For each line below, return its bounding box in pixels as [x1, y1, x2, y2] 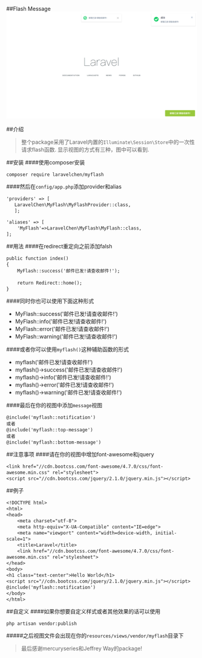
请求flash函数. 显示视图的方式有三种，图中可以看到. [21, 146, 149, 153]
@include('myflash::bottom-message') [6, 439, 102, 445]
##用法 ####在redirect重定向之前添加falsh [6, 242, 112, 250]
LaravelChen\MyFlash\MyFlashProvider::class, [14, 202, 131, 208]
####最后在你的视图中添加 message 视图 [6, 401, 103, 408]
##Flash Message [6, 5, 51, 12]
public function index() [6, 255, 69, 262]
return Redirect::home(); [17, 280, 83, 286]
